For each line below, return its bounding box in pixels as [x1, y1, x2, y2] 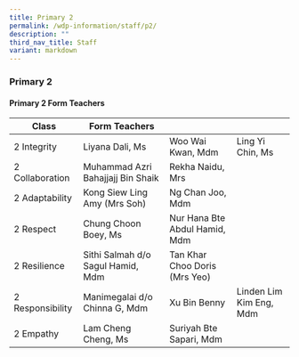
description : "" [9, 29, 69, 38]
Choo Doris [168, 260, 216, 272]
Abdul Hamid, [168, 223, 226, 236]
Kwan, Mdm [168, 146, 219, 158]
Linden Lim [236, 286, 283, 298]
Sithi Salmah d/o [83, 248, 151, 261]
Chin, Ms [236, 146, 274, 158]
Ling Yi [236, 135, 265, 148]
